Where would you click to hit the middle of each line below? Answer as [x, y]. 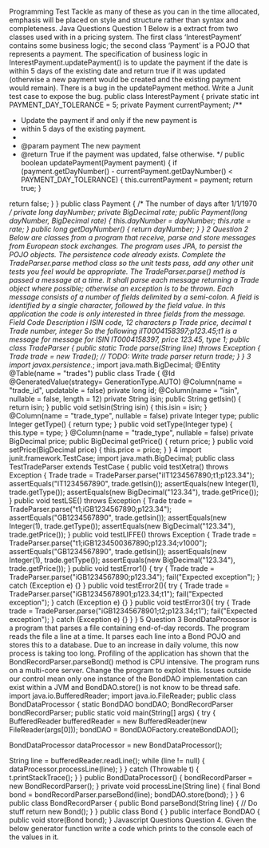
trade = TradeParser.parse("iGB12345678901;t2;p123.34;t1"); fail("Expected [133, 611]
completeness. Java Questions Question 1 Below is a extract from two [124, 28]
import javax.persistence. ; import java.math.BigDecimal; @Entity [115, 365]
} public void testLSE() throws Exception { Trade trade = [101, 501]
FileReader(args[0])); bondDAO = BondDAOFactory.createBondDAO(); [124, 729]
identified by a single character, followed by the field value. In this [117, 305]
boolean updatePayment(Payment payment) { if [99, 162]
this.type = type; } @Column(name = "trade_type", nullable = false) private [131, 433]
